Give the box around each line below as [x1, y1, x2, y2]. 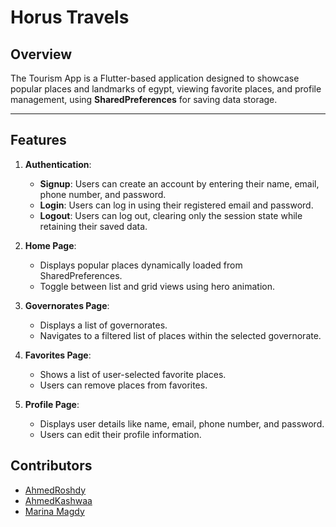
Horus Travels [10, 6, 130, 29]
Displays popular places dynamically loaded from [39, 259, 243, 271]
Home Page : [24, 239, 77, 251]
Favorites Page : [24, 349, 92, 361]
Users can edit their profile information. [39, 428, 202, 440]
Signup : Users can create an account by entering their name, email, [39, 177, 320, 190]
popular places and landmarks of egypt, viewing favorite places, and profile [10, 83, 322, 95]
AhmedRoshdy [24, 484, 87, 496]
